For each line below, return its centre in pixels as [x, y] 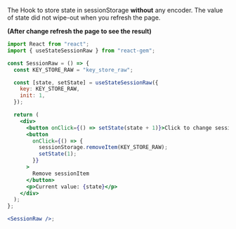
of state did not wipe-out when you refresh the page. [84, 18]
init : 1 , [33, 96]
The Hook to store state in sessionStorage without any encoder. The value [115, 10]
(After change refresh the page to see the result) [80, 31]
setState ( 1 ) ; [58, 154]
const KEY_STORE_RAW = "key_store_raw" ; [73, 70]
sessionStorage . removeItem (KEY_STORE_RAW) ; [103, 148]
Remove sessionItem [61, 174]
